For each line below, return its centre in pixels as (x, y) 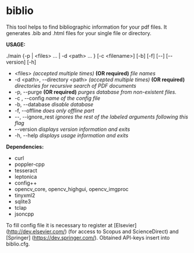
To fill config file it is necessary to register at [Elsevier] (71, 225)
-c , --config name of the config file (57, 98)
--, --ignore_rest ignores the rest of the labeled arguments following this (101, 117)
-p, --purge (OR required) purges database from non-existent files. (95, 92)
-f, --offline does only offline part (54, 110)
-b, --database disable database (54, 104)
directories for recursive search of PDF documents (75, 85)
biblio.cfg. (18, 244)
